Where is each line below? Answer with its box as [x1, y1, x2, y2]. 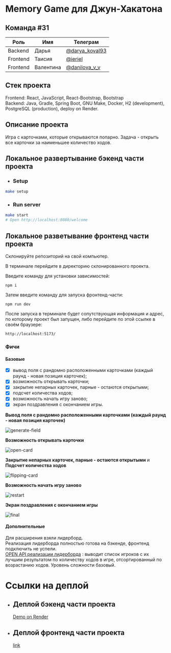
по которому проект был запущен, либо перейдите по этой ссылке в [5, 316, 156, 322]
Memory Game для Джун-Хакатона [5, 3, 163, 15]
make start [5, 213, 29, 218]
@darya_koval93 [66, 47, 107, 54]
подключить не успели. [5, 545, 57, 552]
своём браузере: [5, 321, 42, 328]
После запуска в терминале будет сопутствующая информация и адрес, [5, 311, 164, 317]
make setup [5, 189, 29, 194]
